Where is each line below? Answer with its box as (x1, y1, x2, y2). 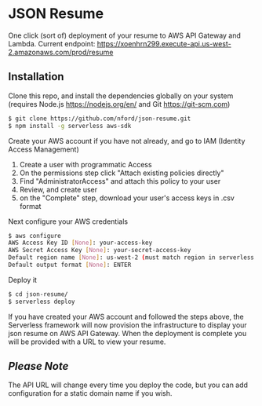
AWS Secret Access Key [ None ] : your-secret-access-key (8, 247, 191, 254)
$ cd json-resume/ (8, 290, 68, 298)
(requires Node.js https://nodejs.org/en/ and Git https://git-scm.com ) (8, 99, 231, 108)
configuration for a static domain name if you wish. (8, 389, 173, 398)
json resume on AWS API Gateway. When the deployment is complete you (8, 328, 247, 338)
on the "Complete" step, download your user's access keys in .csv (19, 193, 235, 203)
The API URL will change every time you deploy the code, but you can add (8, 380, 249, 390)
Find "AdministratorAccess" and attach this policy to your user (19, 176, 221, 185)
